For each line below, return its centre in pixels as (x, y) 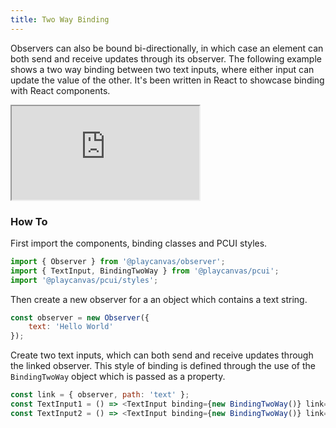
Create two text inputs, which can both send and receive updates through (162, 355)
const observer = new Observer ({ (80, 317)
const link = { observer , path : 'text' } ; (100, 395)
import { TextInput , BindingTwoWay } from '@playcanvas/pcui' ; (145, 271)
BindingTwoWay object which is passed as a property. (118, 377)
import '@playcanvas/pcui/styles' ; (84, 280)
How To (29, 221)
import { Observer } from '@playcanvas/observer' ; (118, 261)
